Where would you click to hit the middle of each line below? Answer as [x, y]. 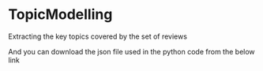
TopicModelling [60, 15]
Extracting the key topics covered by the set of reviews [98, 36]
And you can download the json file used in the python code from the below [131, 51]
